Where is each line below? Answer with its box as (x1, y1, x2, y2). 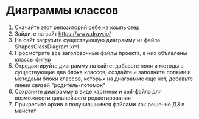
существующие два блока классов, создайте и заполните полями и (14, 68, 191, 76)
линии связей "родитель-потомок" (14, 81, 106, 88)
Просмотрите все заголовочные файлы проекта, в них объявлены (14, 49, 187, 56)
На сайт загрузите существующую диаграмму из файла (14, 36, 161, 43)
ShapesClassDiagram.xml (14, 43, 79, 50)
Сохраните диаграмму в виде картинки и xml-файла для (14, 88, 162, 95)
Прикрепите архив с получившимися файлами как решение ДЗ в (14, 100, 185, 108)
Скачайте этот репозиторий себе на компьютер (14, 24, 140, 31)
